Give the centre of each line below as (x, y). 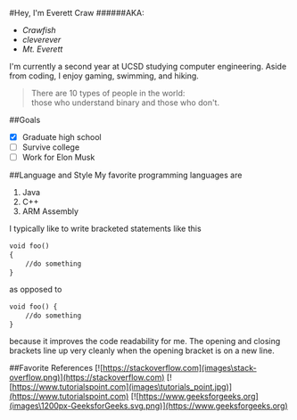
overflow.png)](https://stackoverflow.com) (87, 377)
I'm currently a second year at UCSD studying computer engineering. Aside (148, 66)
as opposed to (36, 290)
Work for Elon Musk (58, 157)
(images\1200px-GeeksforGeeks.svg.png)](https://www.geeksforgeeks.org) (148, 406)
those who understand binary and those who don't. (125, 103)
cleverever (41, 40)
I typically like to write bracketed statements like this (106, 229)
